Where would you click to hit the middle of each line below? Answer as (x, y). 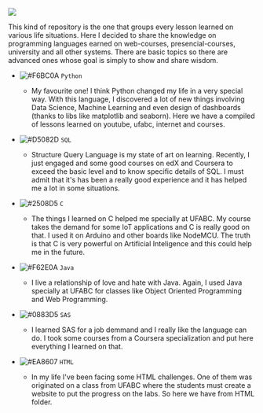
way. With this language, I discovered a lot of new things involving (138, 99)
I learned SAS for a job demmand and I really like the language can (139, 330)
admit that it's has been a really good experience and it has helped (139, 180)
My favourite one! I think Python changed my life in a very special (137, 91)
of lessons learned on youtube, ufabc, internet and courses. (128, 124)
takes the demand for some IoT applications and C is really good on (140, 227)
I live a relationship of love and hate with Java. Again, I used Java (137, 282)
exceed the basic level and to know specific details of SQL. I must (137, 171)
